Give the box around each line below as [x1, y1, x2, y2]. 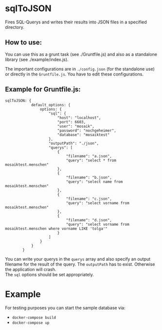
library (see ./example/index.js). [5, 57, 69, 62]
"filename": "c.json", [66, 196, 112, 201]
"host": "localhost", [57, 115, 101, 120]
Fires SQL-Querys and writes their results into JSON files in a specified [5, 19, 147, 25]
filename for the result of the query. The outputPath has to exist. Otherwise [5, 261, 155, 267]
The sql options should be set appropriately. [5, 272, 94, 277]
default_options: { [31, 102, 71, 107]
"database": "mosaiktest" [57, 132, 110, 137]
